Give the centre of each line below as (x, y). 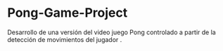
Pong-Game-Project (68, 13)
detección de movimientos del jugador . (65, 39)
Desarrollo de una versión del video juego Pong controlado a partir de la (111, 32)
